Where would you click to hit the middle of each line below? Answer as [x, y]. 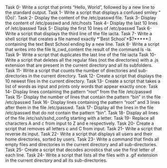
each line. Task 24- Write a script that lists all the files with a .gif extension [82, 155]
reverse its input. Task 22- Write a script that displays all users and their [79, 134]
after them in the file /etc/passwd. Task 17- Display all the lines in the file [79, 107]
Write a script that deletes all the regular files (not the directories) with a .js [82, 60]
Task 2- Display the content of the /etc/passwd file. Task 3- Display [87, 18]
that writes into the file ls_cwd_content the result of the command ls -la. [79, 49]
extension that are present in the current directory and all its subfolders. [79, 65]
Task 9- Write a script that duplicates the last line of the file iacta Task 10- [81, 55]
